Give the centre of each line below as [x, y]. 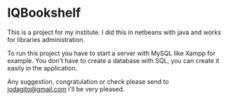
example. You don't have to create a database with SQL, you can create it [113, 60]
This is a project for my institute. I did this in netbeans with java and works [114, 32]
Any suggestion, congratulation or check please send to [88, 81]
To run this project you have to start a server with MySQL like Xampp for [112, 53]
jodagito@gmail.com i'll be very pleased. [66, 89]
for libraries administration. [46, 39]
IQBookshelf [44, 13]
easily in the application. [42, 68]
